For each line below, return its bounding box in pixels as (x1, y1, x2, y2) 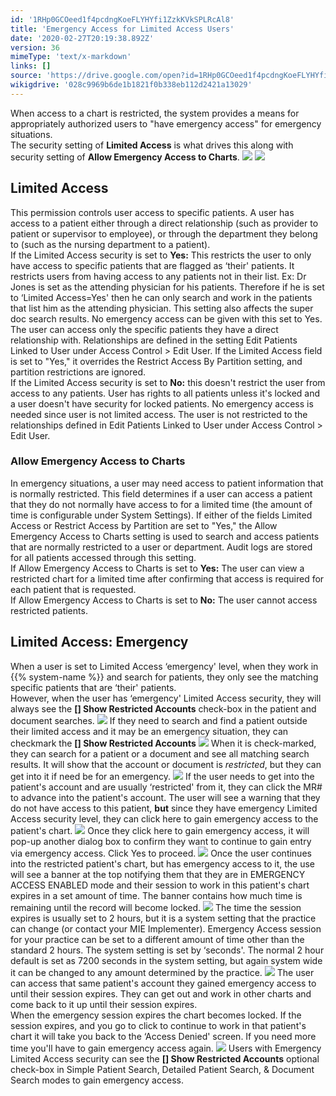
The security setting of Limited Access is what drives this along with (10, 139, 294, 151)
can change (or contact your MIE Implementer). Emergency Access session (10, 922, 322, 935)
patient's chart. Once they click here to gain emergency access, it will (10, 824, 310, 836)
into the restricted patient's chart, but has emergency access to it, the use (10, 857, 315, 870)
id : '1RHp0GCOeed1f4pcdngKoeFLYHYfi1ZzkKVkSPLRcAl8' (10, 14, 235, 25)
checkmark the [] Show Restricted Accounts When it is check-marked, (10, 737, 317, 749)
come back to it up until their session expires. (10, 998, 198, 1010)
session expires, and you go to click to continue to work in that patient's (10, 1019, 307, 1031)
